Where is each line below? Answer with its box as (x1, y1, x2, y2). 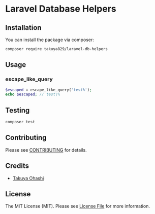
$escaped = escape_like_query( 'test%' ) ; (5, 87, 92, 92)
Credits (5, 162, 29, 170)
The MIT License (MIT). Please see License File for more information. (5, 203, 150, 209)
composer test (5, 120, 36, 125)
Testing (5, 106, 30, 115)
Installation (5, 23, 42, 32)
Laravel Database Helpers (5, 3, 116, 15)
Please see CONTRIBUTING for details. (5, 147, 87, 153)
